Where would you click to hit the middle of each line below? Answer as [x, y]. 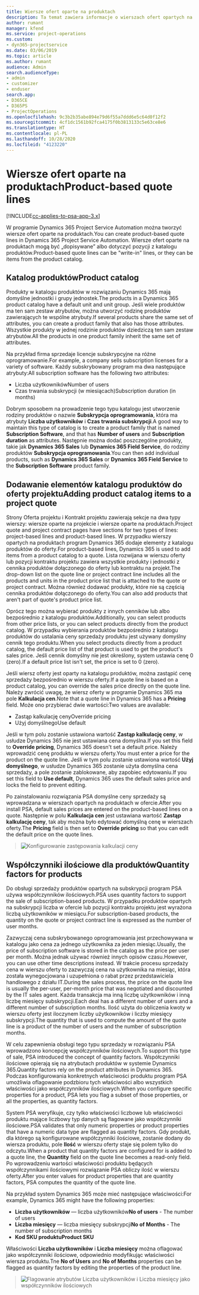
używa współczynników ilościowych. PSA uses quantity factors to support [96, 895]
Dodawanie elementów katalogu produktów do [94, 484]
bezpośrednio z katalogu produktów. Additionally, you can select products [96, 617]
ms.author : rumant [29, 61]
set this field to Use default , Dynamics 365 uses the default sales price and [99, 779]
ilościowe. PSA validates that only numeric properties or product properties [97, 1125]
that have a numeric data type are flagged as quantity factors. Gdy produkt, [99, 1132]
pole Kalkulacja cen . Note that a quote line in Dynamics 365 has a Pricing [96, 699]
